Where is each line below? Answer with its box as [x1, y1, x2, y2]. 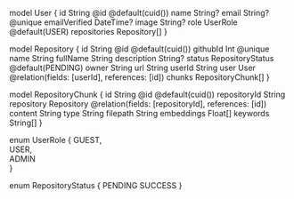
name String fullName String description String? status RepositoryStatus [9, 53, 274, 63]
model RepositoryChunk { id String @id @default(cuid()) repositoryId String [9, 89, 286, 99]
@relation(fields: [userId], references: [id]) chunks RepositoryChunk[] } [9, 72, 270, 83]
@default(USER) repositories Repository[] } [9, 27, 167, 36]
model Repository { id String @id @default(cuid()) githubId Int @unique [9, 44, 270, 54]
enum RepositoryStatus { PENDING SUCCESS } [9, 180, 183, 190]
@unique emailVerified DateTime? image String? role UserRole [9, 17, 238, 28]
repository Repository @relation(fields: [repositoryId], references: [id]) [9, 99, 267, 109]
